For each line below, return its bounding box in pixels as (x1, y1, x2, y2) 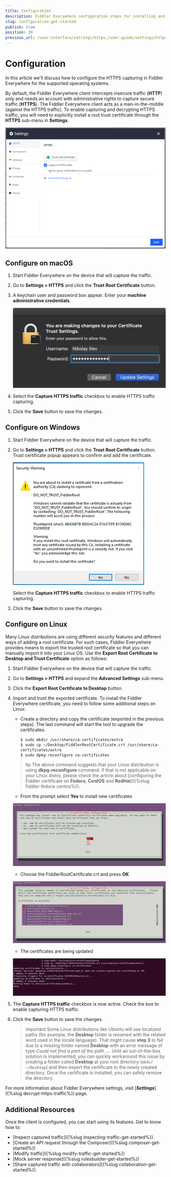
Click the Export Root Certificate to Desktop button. (12, 685, 123, 691)
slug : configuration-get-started (5, 19, 76, 24)
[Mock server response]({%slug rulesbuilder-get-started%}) (12, 1156, 140, 1162)
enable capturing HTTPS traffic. (12, 1006, 80, 1012)
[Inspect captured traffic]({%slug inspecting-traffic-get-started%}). (12, 1134, 155, 1140)
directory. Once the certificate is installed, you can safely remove (25, 1070, 162, 1076)
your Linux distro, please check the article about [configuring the (25, 772, 162, 778)
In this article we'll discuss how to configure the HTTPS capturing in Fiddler (5, 75, 164, 81)
